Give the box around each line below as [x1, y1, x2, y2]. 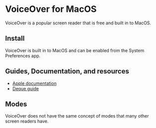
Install [5, 34, 25, 43]
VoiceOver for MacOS [5, 3, 97, 15]
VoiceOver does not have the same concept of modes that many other [5, 113, 149, 119]
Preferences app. [5, 53, 41, 59]
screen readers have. [5, 118, 49, 125]
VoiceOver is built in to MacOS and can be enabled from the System [5, 47, 145, 53]
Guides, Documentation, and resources [5, 67, 129, 75]
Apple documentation [12, 80, 57, 86]
